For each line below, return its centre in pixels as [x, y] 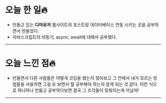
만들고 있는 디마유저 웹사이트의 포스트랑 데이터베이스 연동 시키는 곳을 [79, 25]
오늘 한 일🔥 [26, 10]
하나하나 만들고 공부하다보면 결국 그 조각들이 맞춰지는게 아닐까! [78, 90]
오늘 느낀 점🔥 [30, 63]
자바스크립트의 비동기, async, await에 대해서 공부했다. [64, 37]
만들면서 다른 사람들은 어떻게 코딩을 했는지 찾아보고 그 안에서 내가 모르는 [82, 78]
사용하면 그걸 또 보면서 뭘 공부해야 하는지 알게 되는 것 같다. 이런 [87, 84]
